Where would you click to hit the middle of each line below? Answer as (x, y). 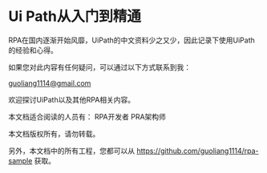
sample (20, 160)
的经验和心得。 (33, 50)
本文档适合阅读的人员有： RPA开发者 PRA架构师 (87, 116)
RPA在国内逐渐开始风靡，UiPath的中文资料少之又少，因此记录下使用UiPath (131, 40)
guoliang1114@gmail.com (50, 83)
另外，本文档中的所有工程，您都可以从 (71, 151)
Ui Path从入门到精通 (75, 16)
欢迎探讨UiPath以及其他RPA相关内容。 (72, 99)
